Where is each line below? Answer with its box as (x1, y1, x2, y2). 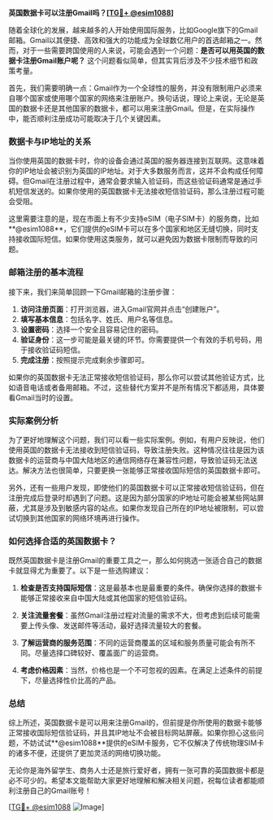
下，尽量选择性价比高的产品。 (19, 675, 120, 686)
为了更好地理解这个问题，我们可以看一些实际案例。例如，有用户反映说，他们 (8, 434, 265, 444)
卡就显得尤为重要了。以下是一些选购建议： (8, 565, 151, 576)
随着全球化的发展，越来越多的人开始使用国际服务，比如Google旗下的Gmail (8, 25, 258, 35)
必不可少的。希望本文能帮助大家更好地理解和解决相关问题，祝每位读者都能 (8, 776, 258, 786)
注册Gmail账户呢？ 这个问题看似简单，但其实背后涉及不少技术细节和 (22, 56, 251, 65)
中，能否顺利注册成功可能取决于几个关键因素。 (8, 114, 165, 123)
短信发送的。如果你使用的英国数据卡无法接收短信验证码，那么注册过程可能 (15, 186, 265, 196)
